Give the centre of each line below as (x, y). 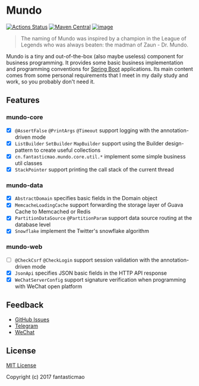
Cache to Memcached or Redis (53, 211)
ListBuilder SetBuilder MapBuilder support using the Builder (89, 143)
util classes (29, 163)
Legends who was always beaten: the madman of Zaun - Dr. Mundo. (105, 45)
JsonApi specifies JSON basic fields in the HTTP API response (91, 273)
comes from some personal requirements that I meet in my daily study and (97, 75)
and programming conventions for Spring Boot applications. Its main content (99, 69)
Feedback (25, 305)
